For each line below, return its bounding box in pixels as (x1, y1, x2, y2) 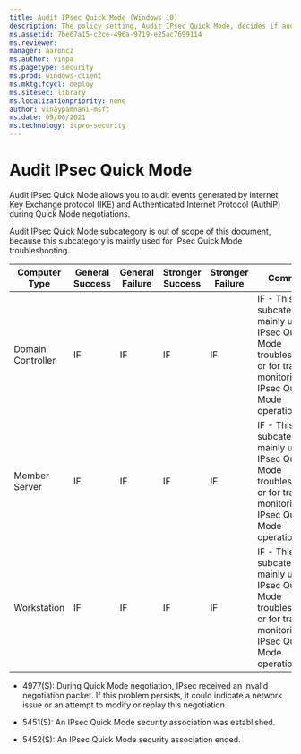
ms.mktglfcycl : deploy (9, 80, 94, 89)
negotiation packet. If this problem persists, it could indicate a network (21, 690, 283, 700)
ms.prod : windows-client (9, 72, 102, 81)
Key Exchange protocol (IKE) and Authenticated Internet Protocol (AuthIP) (9, 199, 281, 210)
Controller (13, 354, 56, 366)
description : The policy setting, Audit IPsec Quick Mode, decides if (9, 21, 279, 30)
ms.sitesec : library (9, 88, 87, 97)
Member (13, 469, 49, 482)
